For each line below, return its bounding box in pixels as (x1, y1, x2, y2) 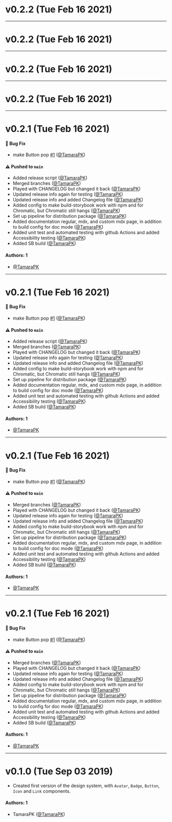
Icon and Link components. (12, 788, 71, 794)
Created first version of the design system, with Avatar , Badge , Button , (12, 782, 160, 789)
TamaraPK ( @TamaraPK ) (12, 811, 66, 817)
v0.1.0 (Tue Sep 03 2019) (5, 765, 113, 777)
